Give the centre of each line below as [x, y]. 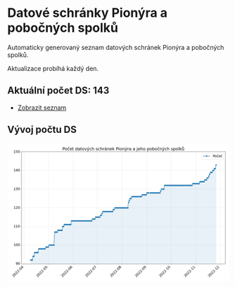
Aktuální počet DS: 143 [58, 90]
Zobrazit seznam [42, 108]
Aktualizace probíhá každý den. [53, 68]
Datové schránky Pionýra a [87, 13]
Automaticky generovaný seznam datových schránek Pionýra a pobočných [116, 47]
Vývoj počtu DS [42, 130]
